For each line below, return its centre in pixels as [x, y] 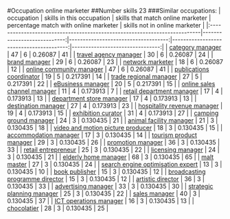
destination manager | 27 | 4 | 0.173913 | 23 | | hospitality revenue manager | [115, 106]
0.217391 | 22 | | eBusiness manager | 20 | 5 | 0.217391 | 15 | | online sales [111, 84]
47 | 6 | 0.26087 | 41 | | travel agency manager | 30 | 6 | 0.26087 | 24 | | [112, 54]
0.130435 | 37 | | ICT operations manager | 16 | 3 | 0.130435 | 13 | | [101, 201]
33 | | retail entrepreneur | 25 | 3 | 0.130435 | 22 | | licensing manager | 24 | [113, 149]
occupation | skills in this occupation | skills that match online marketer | [109, 18]
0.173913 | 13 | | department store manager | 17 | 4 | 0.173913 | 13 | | [102, 98]
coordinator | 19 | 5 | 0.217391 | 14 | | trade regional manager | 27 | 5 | [105, 76]
